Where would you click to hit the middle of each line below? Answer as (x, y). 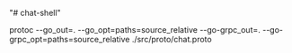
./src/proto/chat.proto (172, 39)
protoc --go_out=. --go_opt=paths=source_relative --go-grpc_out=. (135, 30)
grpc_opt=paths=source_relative (70, 39)
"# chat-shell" (35, 13)
